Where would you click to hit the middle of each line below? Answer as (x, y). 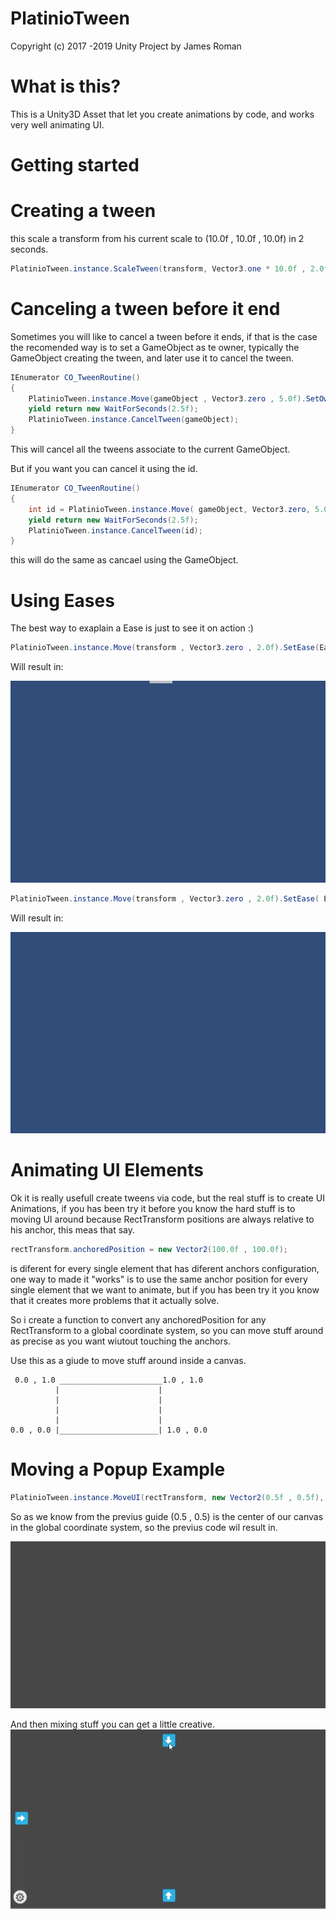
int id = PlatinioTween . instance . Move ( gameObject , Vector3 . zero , (169, 509)
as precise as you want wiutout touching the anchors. (121, 1341)
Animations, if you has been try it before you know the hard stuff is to (153, 1209)
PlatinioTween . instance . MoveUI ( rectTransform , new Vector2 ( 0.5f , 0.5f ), (167, 1497)
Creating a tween (83, 211)
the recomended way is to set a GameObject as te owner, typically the (155, 347)
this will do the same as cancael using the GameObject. (124, 560)
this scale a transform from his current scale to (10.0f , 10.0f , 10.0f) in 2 (157, 238)
